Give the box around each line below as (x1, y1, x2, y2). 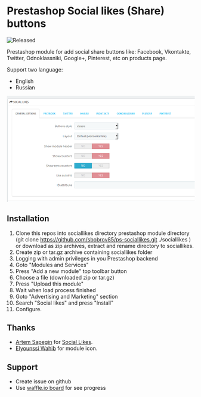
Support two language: (7, 66, 63, 73)
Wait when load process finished (15, 286, 96, 293)
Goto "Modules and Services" (15, 261, 89, 268)
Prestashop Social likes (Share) (7, 4, 165, 18)
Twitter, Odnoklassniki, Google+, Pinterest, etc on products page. (7, 54, 168, 61)
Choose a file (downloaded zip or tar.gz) (15, 274, 115, 281)
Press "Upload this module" (15, 280, 84, 287)
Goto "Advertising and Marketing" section (15, 293, 118, 300)
